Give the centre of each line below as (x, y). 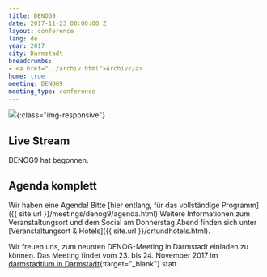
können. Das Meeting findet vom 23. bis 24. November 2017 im (113, 255)
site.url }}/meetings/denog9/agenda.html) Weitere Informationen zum (135, 214)
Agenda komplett (53, 186)
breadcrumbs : (30, 62)
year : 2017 (27, 46)
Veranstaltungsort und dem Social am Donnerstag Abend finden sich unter (133, 222)
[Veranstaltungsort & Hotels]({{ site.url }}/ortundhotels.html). (109, 231)
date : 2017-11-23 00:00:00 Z (57, 23)
